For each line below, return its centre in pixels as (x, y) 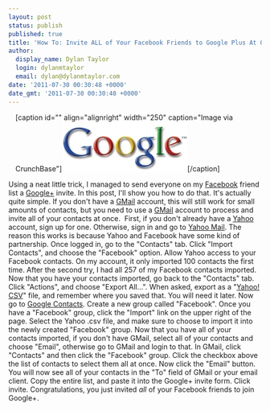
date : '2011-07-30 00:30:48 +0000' (68, 84)
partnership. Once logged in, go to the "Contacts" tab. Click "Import (121, 244)
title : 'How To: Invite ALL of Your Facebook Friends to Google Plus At (133, 43)
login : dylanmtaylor (50, 68)
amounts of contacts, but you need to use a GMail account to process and (131, 210)
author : (21, 51)
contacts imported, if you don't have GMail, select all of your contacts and (131, 338)
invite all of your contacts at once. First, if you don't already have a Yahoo (131, 218)
